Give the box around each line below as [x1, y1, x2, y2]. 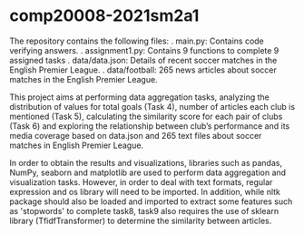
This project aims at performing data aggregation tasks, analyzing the [9, 92, 270, 103]
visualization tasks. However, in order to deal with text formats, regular [9, 176, 273, 187]
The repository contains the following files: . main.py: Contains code [9, 35, 265, 46]
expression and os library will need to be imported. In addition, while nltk [9, 186, 281, 197]
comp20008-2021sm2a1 [9, 5, 200, 26]
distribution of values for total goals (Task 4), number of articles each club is [9, 101, 296, 112]
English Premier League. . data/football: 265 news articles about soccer [9, 64, 277, 75]
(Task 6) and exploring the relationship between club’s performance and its [9, 120, 290, 132]
